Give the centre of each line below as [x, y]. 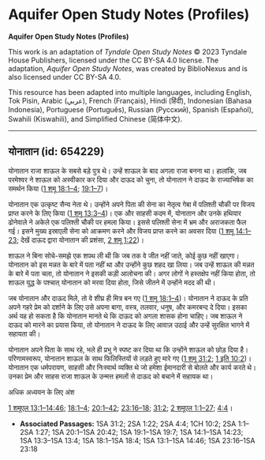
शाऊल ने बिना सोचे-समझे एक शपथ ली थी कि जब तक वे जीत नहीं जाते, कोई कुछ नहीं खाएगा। [124, 255]
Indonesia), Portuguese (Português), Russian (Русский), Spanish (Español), [131, 109]
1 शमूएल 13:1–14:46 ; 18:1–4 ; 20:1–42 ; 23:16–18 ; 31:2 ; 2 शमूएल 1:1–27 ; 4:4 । [121, 408]
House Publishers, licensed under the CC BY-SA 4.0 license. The [114, 60]
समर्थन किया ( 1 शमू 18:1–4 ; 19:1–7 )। [58, 188]
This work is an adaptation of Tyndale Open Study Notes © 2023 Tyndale [128, 51]
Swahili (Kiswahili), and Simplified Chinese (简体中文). [95, 119]
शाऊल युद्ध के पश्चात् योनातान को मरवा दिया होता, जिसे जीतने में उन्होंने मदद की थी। [112, 282]
